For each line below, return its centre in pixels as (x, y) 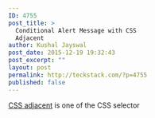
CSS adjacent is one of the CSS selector (74, 105)
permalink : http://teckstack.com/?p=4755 (78, 75)
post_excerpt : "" (37, 61)
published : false (37, 82)
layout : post (30, 68)
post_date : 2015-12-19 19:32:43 (62, 53)
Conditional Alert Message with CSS (76, 30)
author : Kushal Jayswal (48, 45)
